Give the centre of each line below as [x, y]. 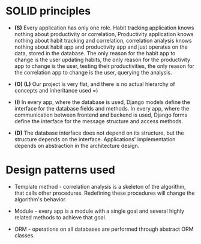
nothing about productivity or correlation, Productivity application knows [104, 34]
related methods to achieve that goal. [60, 217]
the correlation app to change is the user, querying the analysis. [93, 72]
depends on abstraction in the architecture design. [77, 145]
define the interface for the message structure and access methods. [99, 121]
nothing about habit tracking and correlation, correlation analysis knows [103, 40]
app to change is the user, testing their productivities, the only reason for [104, 66]
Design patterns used [60, 170]
